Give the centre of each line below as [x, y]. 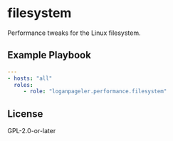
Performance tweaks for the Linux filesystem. [74, 33]
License [25, 114]
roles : [23, 85]
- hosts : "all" [30, 78]
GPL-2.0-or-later [32, 131]
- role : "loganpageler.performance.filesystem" [95, 92]
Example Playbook [49, 55]
